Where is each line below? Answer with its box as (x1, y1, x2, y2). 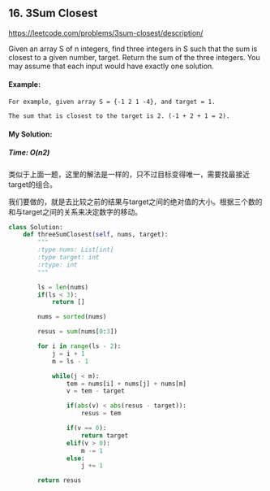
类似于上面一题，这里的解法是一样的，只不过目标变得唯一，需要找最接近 (8, 169, 250, 179)
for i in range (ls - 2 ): (37, 342, 122, 350)
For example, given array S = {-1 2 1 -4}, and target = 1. (8, 98, 216, 106)
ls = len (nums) (37, 283, 89, 291)
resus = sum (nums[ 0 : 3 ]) (37, 328, 118, 336)
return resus (37, 476, 82, 484)
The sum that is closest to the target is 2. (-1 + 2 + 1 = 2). (8, 112, 230, 120)
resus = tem (80, 410, 122, 418)
